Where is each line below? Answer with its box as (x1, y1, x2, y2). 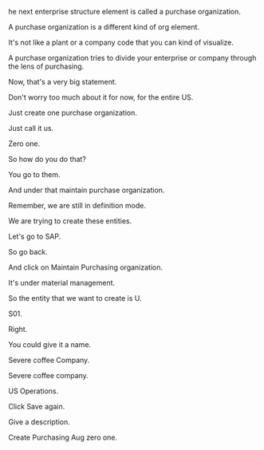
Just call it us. (8, 124, 54, 132)
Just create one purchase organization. (8, 108, 138, 117)
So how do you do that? (8, 155, 86, 164)
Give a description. (8, 417, 70, 426)
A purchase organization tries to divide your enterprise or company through (8, 53, 257, 62)
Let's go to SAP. (8, 231, 61, 241)
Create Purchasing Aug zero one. (8, 432, 118, 442)
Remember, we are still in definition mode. (8, 201, 146, 210)
